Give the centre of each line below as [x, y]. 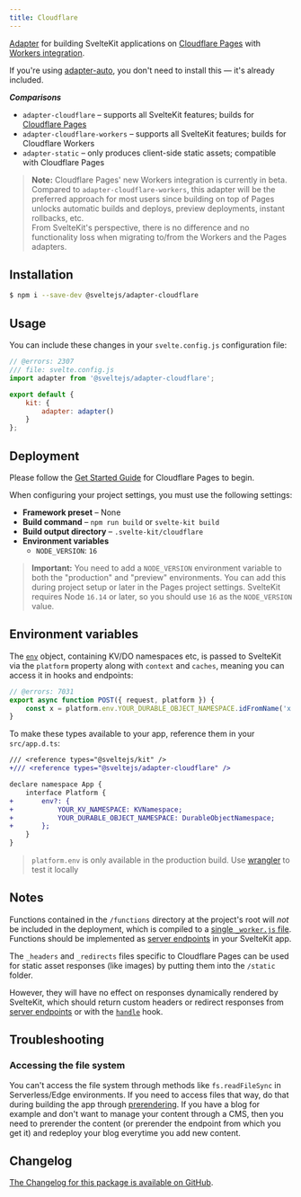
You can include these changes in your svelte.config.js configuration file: [148, 345]
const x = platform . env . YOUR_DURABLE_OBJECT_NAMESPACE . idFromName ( [154, 708]
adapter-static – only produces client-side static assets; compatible [149, 153]
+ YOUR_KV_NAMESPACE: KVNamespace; [96, 810]
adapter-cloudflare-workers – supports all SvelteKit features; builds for [154, 133]
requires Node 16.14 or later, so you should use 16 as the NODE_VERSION [162, 596]
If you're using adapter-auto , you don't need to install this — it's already [142, 70]
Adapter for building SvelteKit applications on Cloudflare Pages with [135, 43]
